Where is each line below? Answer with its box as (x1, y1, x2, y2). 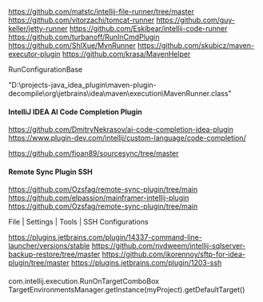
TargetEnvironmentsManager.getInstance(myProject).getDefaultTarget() (8, 285, 245, 294)
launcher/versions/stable (8, 241, 90, 251)
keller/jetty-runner (8, 24, 68, 33)
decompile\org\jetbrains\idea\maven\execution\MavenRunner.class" (8, 89, 232, 98)
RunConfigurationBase (8, 65, 83, 74)
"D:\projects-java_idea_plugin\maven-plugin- (8, 80, 157, 89)
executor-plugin (8, 50, 62, 58)
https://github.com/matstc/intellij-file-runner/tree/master (8, 7, 194, 16)
